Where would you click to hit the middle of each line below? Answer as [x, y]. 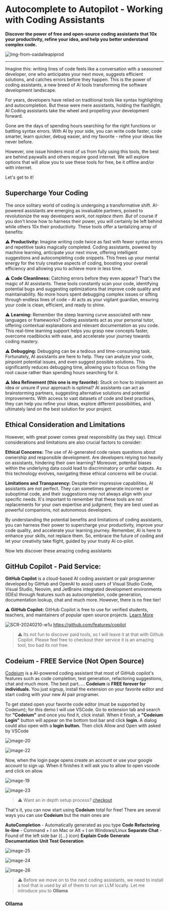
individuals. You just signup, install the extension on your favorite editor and [84, 689]
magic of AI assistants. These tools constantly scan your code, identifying [82, 283]
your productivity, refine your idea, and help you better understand [77, 39]
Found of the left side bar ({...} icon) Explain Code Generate [67, 836]
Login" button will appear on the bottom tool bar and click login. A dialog [81, 720]
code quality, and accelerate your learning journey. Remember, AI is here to [83, 530]
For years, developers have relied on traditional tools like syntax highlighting [84, 100]
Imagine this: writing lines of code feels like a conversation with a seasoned [83, 68]
